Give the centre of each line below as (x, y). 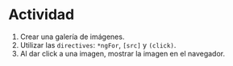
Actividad (42, 15)
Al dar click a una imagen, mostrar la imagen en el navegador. (123, 53)
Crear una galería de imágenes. (72, 37)
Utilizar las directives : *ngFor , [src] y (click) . (98, 45)
